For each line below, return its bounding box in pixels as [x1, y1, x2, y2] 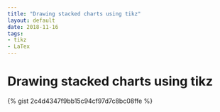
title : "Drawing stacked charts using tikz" [7, 10, 141, 18]
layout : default [7, 17, 55, 24]
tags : [7, 30, 23, 37]
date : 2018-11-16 [7, 23, 59, 30]
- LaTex [7, 43, 31, 50]
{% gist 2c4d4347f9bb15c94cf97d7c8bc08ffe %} [7, 97, 153, 105]
